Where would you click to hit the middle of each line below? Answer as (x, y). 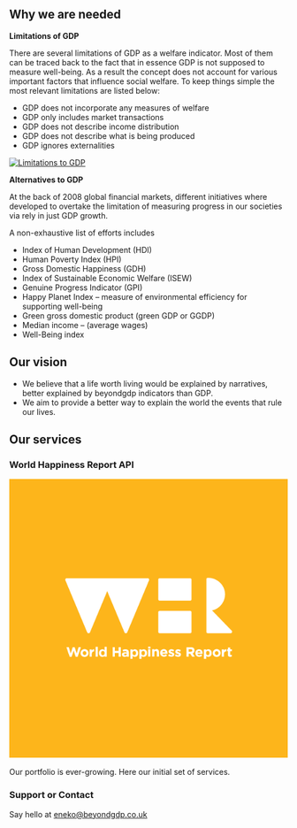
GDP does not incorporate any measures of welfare (115, 107)
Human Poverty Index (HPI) (72, 259)
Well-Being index (53, 334)
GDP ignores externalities (68, 145)
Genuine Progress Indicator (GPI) (82, 287)
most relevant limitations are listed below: (85, 90)
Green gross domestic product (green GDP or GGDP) (118, 315)
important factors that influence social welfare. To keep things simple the (142, 81)
